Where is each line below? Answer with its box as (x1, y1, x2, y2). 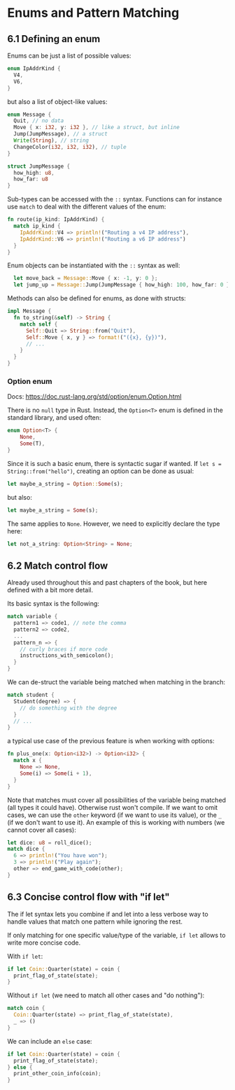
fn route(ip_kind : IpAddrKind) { (7, 216, 105, 223)
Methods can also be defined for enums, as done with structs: (7, 294, 187, 303)
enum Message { (7, 111, 52, 118)
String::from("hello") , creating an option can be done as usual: (7, 467, 194, 475)
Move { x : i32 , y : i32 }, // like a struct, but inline (13, 124, 180, 131)
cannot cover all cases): (7, 825, 77, 834)
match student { (7, 691, 55, 699)
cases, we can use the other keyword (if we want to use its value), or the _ (7, 811, 222, 819)
